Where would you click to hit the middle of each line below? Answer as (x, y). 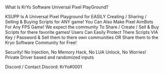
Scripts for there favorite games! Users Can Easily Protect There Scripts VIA (82, 32)
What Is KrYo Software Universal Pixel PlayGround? (57, 7)
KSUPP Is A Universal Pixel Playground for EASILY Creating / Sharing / (76, 16)
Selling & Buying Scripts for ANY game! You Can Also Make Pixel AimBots (79, 22)
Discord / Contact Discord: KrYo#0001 (44, 67)
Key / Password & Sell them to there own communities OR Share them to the (82, 37)
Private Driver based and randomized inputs (49, 57)
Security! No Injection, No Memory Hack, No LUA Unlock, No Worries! (76, 52)
